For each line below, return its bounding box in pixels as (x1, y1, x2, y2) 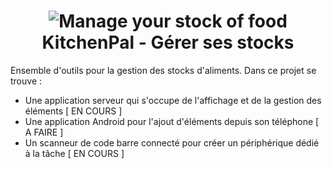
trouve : (10, 75, 43, 87)
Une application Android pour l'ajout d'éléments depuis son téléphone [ (24, 115, 320, 127)
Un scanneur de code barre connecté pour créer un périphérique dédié (24, 136, 320, 149)
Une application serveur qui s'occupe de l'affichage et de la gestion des (24, 94, 322, 106)
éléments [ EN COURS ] (24, 105, 123, 117)
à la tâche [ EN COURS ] (24, 147, 125, 159)
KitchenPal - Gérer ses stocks (41, 31, 295, 54)
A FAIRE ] (24, 126, 64, 138)
